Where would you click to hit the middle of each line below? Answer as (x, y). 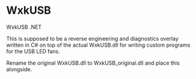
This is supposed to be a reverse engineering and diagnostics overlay (92, 38)
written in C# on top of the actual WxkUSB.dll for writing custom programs (98, 45)
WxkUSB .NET (24, 27)
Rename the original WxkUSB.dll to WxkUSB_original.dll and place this (93, 63)
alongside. (19, 69)
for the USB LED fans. (33, 51)
